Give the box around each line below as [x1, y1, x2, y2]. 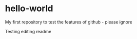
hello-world [5, 3, 54, 14]
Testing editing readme [5, 28, 52, 34]
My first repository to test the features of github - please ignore [5, 19, 133, 25]
